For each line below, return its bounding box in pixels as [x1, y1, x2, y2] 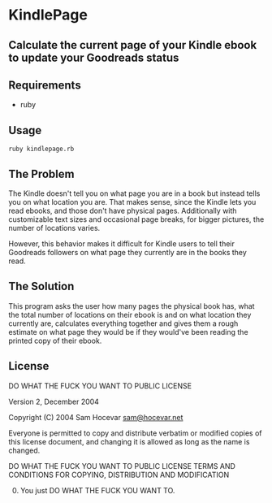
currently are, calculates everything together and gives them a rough [8, 319, 239, 328]
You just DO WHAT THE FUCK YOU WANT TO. [19, 485, 175, 495]
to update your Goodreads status [8, 50, 179, 64]
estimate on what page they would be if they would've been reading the [8, 327, 249, 336]
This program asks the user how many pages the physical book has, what [8, 301, 255, 310]
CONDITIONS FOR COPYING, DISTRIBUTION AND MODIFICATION [8, 470, 230, 479]
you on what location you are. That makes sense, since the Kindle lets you [8, 197, 257, 207]
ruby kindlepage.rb [8, 145, 75, 154]
